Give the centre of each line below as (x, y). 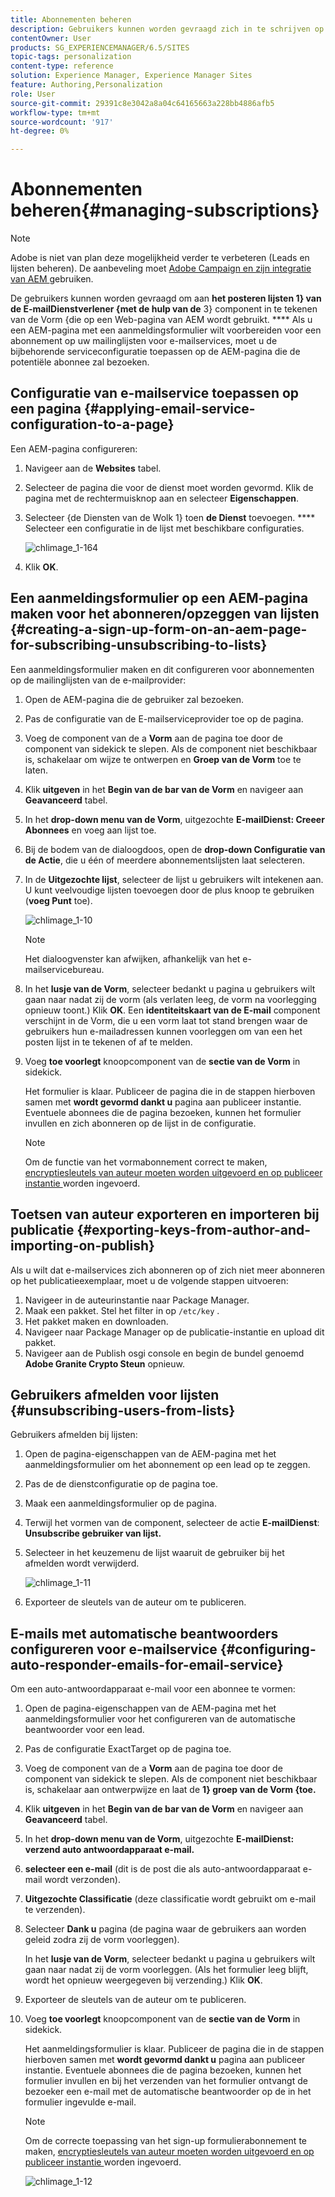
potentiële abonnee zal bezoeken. (80, 362)
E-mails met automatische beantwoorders (144, 1633)
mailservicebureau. (64, 969)
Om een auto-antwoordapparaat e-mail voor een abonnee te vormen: (153, 1689)
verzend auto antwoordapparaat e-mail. (109, 1850)
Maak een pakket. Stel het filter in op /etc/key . (122, 1310)
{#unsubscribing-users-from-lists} (123, 1410)
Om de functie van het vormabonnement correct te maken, (146, 1162)
